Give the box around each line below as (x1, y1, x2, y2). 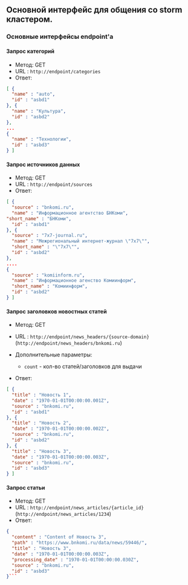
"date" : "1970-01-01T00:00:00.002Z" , (11, 426, 110, 432)
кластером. (6, 15, 53, 25)
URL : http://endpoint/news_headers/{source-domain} (15, 333, 150, 340)
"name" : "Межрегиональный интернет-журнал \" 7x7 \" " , (11, 238, 150, 244)
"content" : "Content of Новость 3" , (11, 534, 107, 540)
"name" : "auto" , (11, 91, 56, 98)
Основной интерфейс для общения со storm (6, 5, 183, 15)
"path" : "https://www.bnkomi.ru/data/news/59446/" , (11, 540, 147, 546)
